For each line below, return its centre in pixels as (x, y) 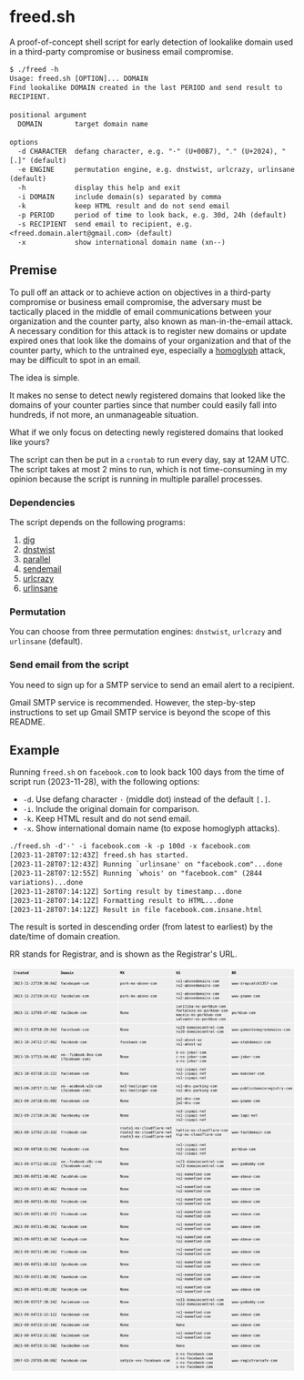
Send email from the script (69, 665)
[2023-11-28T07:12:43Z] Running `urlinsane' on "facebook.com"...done (146, 865)
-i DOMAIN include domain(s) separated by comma (120, 197)
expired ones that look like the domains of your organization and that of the (150, 340)
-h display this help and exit (99, 188)
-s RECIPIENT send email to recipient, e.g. (106, 224)
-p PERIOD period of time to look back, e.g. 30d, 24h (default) (152, 215)
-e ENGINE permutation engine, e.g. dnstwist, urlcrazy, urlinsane (157, 169)
